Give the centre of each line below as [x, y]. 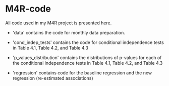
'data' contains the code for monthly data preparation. [69, 32]
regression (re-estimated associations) [53, 78]
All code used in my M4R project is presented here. [59, 23]
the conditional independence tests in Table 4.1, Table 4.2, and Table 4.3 [88, 63]
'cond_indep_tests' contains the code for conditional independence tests [88, 42]
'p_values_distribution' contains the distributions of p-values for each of [87, 57]
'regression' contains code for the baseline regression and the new [82, 73]
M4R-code [28, 9]
